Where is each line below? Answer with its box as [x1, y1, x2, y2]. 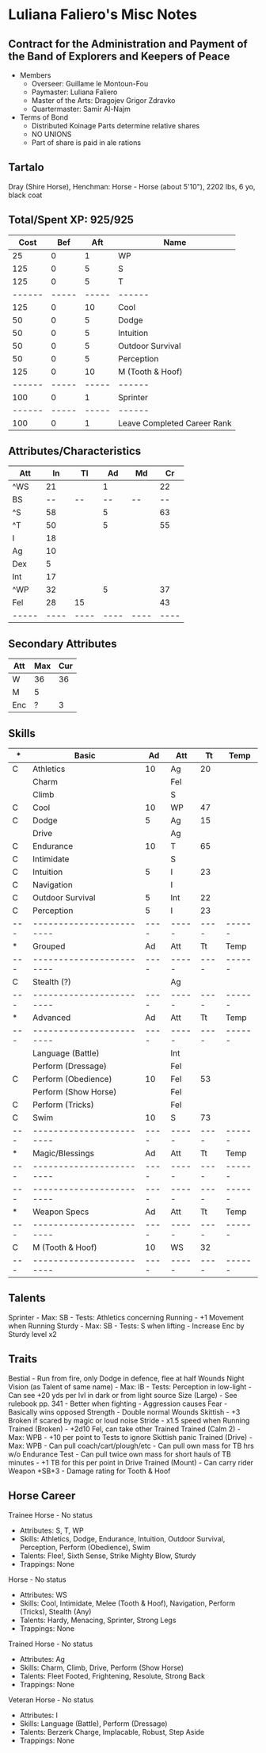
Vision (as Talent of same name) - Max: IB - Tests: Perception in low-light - [8, 1381, 252, 1392]
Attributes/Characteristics [8, 445, 142, 458]
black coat [8, 190, 43, 200]
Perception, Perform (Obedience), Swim [19, 1542, 150, 1552]
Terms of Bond [19, 113, 69, 122]
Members [19, 71, 51, 80]
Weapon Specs [32, 1206, 89, 1217]
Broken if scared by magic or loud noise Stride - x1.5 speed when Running [8, 1415, 250, 1425]
